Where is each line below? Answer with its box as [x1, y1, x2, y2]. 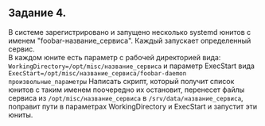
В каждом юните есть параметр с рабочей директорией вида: [8, 52, 221, 62]
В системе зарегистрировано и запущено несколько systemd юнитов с [8, 27, 251, 36]
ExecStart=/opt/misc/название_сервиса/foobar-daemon [8, 69, 187, 78]
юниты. [8, 110, 33, 120]
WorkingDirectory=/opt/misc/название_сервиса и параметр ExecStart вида [8, 61, 255, 71]
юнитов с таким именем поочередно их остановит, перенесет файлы [8, 85, 245, 94]
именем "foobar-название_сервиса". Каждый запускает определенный [8, 36, 251, 45]
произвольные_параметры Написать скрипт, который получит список [8, 76, 235, 86]
